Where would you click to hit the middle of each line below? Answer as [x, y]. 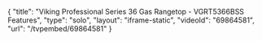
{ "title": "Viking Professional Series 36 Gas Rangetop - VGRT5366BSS [126, 12]
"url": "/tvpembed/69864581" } [60, 29]
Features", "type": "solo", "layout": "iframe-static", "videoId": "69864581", [131, 20]
